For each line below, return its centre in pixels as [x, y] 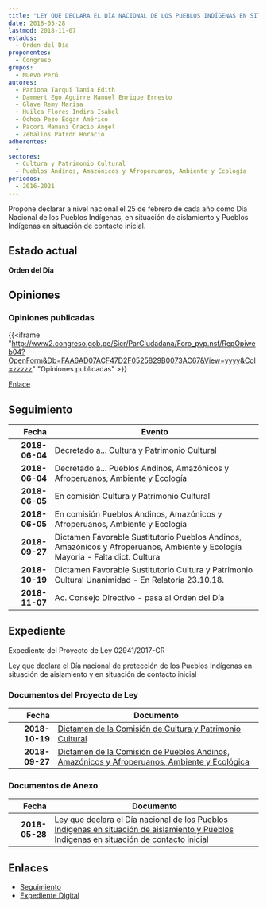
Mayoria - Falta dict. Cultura [107, 557]
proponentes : [30, 53]
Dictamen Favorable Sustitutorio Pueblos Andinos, [148, 537]
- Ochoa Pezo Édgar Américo [62, 120]
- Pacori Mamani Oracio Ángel [65, 127]
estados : [23, 38]
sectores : [25, 156]
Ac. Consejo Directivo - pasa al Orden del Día [139, 598]
